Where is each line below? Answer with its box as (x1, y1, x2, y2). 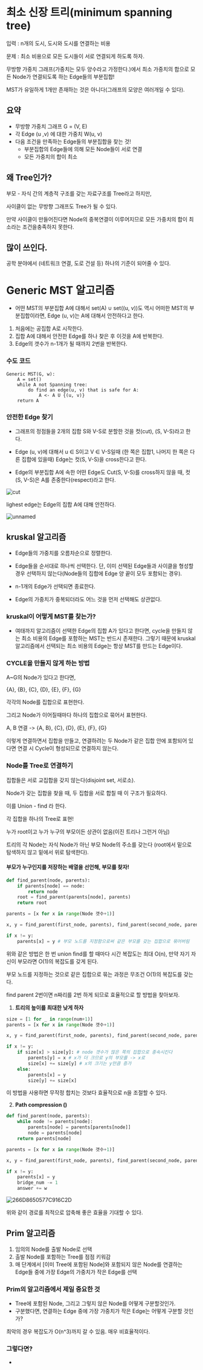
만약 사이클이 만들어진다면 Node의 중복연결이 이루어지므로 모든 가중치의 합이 (6, 215, 188, 223)
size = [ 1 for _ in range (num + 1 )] (6, 1016, 94, 1022)
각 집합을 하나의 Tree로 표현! (6, 815, 74, 822)
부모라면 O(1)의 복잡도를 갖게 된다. (17, 957, 98, 965)
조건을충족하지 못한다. (22, 223, 74, 231)
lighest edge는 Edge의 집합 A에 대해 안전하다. (6, 501, 116, 508)
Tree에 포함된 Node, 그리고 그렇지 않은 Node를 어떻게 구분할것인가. (14, 1300, 176, 1308)
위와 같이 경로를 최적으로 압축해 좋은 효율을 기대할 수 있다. (6, 1209, 143, 1216)
